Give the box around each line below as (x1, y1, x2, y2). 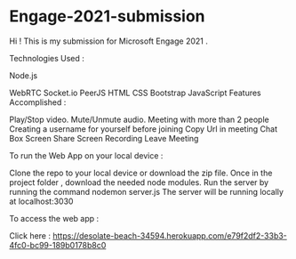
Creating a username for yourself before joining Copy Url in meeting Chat (9, 123, 278, 134)
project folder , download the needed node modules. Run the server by (9, 176, 269, 188)
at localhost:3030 (9, 196, 74, 206)
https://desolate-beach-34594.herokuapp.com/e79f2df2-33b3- (52, 230, 287, 241)
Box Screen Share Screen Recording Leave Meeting (9, 133, 199, 143)
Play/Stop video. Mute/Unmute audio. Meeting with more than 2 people (9, 114, 269, 125)
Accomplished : (9, 96, 67, 108)
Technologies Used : (9, 53, 84, 63)
